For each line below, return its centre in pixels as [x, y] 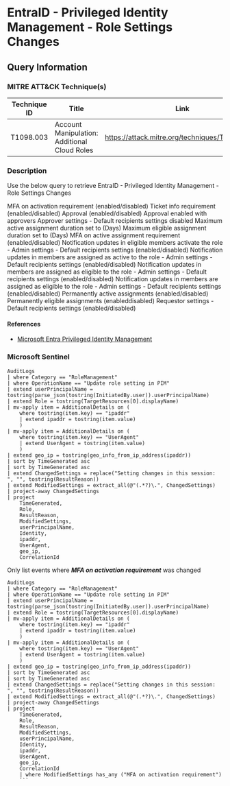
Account [68, 124]
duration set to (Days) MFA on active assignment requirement [93, 235]
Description [27, 171]
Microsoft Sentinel [38, 357]
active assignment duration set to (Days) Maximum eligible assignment [107, 228]
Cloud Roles [74, 150]
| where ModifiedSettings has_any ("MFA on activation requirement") [121, 774]
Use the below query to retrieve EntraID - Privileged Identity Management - [113, 186]
